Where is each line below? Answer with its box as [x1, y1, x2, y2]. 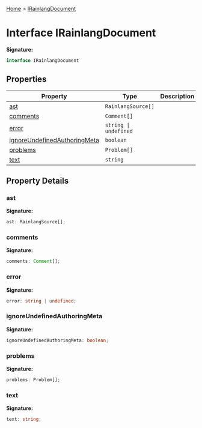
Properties [6, 74, 47, 85]
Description [160, 92, 195, 100]
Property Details [6, 176, 69, 186]
